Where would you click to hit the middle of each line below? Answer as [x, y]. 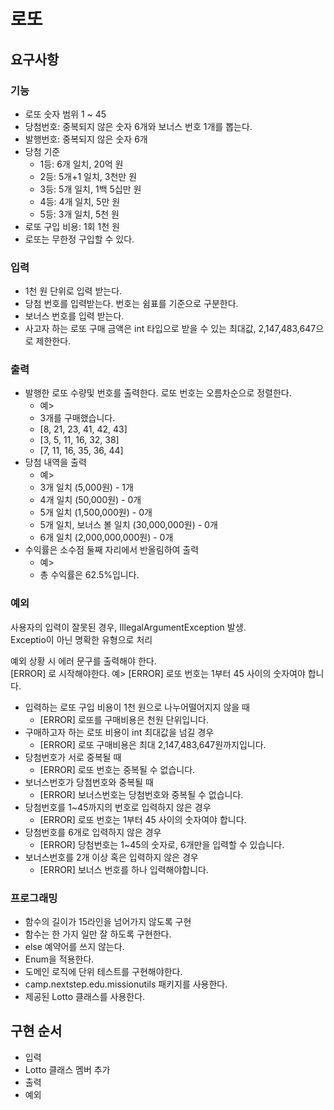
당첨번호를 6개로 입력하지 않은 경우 [93, 832]
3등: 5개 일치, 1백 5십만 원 [90, 189]
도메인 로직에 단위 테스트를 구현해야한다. [103, 972]
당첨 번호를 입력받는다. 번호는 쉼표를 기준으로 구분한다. [131, 304]
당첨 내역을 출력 [55, 462]
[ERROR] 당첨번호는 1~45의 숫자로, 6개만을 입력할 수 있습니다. [162, 844]
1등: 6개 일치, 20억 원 [81, 164]
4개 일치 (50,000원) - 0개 [90, 500]
